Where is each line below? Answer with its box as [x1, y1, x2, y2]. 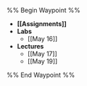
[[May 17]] [27, 49, 57, 58]
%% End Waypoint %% [6, 70, 75, 79]
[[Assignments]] [16, 20, 66, 27]
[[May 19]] [27, 57, 58, 66]
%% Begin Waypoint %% [6, 6, 81, 14]
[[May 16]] [27, 35, 58, 43]
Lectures [16, 42, 44, 50]
